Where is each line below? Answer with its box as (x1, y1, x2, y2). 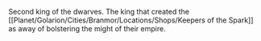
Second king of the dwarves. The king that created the (8, 7, 190, 16)
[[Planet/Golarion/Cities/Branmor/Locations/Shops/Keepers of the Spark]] (8, 15, 254, 25)
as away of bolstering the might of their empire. (8, 24, 167, 33)
